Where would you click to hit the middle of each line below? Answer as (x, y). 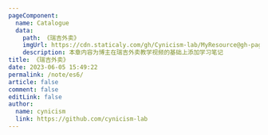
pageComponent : (33, 15)
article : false (33, 82)
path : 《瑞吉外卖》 (51, 38)
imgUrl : (35, 45)
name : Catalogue (42, 23)
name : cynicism (41, 112)
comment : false (33, 89)
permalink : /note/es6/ (46, 75)
